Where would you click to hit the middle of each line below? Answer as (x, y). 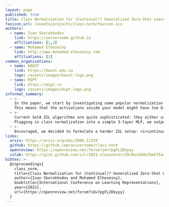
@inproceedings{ (27, 164)
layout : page (19, 10)
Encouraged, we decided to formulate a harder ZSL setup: (76, 131)
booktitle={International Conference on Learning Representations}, (88, 183)
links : (12, 136)
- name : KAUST (24, 66)
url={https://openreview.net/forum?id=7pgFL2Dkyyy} (69, 192)
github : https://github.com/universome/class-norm (64, 145)
